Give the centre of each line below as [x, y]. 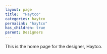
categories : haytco [25, 19]
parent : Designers [24, 32]
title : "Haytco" [23, 14]
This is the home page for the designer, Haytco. [54, 46]
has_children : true [25, 28]
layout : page [19, 10]
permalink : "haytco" [27, 23]
